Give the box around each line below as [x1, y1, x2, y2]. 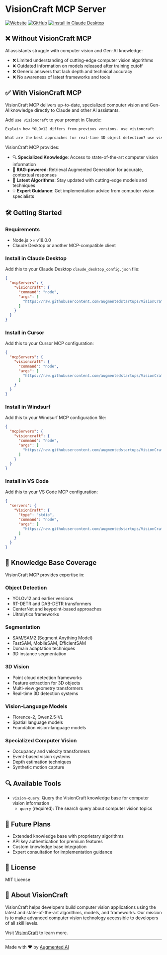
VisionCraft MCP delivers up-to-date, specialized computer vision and [5, 102, 149, 108]
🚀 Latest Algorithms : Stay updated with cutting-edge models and [12, 177, 147, 183]
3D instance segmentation [12, 651, 67, 657]
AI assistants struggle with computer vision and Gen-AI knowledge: [5, 47, 143, 53]
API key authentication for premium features [12, 838, 103, 844]
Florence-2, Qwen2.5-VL [12, 714, 64, 720]
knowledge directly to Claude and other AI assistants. [10, 107, 120, 113]
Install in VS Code [5, 478, 49, 485]
